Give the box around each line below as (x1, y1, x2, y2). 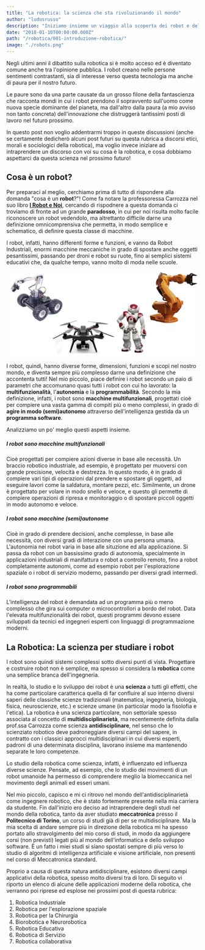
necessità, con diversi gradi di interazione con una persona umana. (6, 537, 175, 544)
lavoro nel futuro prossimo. (6, 117, 74, 124)
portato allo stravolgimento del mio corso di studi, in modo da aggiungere (6, 830, 191, 837)
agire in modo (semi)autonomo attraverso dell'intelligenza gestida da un (6, 408, 189, 415)
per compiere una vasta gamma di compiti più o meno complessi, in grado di (6, 401, 199, 409)
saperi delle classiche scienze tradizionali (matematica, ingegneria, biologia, (6, 696, 198, 703)
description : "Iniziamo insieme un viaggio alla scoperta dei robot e (6, 23, 190, 29)
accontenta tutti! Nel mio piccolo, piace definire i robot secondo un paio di (6, 375, 193, 383)
